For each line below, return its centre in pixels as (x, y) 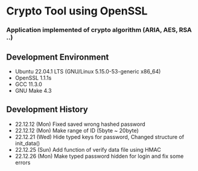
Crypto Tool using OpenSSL (77, 11)
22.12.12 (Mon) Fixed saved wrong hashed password (80, 124)
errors (23, 162)
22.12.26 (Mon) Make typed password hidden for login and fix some (99, 156)
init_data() (27, 143)
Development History (47, 110)
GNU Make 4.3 (33, 90)
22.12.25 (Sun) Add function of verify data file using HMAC (88, 149)
